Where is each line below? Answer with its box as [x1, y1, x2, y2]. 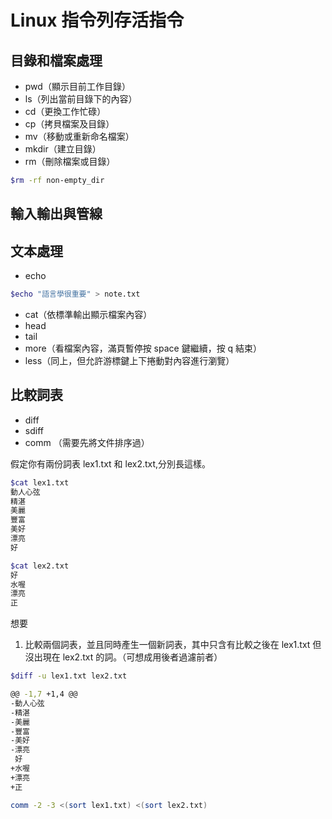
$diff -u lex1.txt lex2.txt [10, 671, 128, 681]
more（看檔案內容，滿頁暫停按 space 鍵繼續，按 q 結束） [24, 342, 263, 354]
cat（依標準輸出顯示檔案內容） [24, 308, 153, 320]
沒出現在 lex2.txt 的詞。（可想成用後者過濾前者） [24, 651, 223, 663]
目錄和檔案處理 [10, 52, 103, 69]
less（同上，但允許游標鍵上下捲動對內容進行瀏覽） [24, 354, 235, 366]
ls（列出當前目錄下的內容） [24, 93, 138, 105]
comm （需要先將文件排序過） [24, 436, 150, 448]
